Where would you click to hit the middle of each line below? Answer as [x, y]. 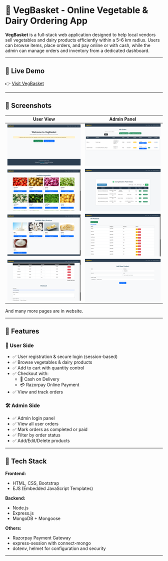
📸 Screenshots [28, 106]
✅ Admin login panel [33, 418]
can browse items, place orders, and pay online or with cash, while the [78, 45]
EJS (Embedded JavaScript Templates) [53, 488]
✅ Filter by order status [36, 435]
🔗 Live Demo [25, 71]
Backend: [15, 498]
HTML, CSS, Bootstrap [35, 483]
